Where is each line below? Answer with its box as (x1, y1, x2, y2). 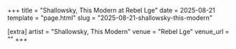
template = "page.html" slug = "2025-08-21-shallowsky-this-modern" (7, 13, 212, 22)
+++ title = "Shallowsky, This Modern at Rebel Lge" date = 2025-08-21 (7, 6, 215, 14)
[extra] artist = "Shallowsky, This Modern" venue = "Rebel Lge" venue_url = (7, 28, 230, 36)
